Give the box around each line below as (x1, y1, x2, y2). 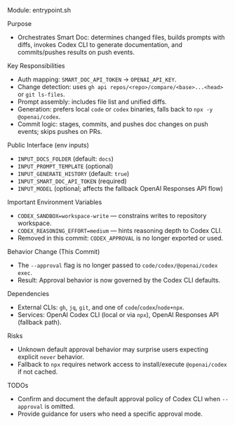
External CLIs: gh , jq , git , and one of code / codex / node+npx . (17, 303, 184, 311)
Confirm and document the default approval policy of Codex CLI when (17, 395, 221, 403)
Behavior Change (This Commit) (7, 248, 100, 255)
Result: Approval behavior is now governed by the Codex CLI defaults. (17, 276, 221, 284)
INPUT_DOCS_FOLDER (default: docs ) (17, 154, 114, 163)
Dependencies (7, 290, 50, 297)
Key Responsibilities (7, 62, 65, 69)
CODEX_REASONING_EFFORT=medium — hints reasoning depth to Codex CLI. (17, 227, 222, 234)
